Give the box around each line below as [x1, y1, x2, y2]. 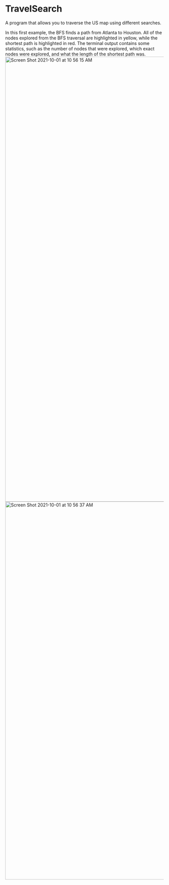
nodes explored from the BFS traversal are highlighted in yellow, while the [5, 35, 158, 41]
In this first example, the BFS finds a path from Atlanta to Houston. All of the [5, 29, 162, 35]
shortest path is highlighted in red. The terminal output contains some [5, 40, 150, 46]
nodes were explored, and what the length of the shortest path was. [5, 51, 146, 57]
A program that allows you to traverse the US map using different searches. [5, 20, 162, 26]
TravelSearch [5, 3, 62, 15]
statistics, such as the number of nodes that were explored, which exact [5, 45, 155, 51]
